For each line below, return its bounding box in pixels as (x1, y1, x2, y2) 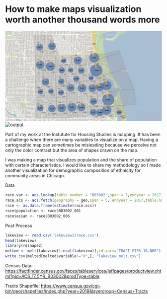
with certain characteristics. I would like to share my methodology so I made (5, 162, 161, 168)
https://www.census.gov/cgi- (41, 283, 101, 289)
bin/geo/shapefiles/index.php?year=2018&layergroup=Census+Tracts (5, 288, 148, 294)
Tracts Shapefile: (5, 283, 40, 289)
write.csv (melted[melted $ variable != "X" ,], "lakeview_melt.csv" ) (5, 254, 141, 259)
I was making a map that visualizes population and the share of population (5, 157, 157, 163)
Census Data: (5, 263, 33, 269)
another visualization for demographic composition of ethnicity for (5, 167, 141, 173)
